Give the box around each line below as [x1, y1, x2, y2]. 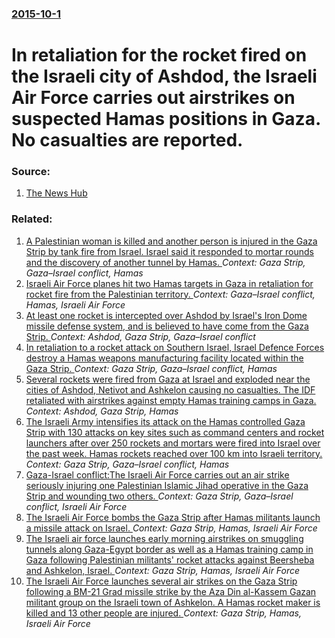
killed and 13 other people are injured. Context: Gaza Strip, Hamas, [25, 607, 302, 619]
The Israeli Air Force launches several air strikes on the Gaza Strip [25, 575, 298, 587]
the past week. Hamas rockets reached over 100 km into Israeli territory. [25, 447, 323, 459]
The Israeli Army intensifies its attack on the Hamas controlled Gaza [25, 415, 306, 427]
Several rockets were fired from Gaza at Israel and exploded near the [25, 373, 311, 385]
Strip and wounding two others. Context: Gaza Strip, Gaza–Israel [25, 490, 294, 502]
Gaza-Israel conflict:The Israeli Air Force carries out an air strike [25, 468, 290, 481]
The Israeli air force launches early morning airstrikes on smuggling [25, 532, 304, 544]
